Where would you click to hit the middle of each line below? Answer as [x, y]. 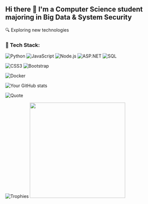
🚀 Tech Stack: [23, 45]
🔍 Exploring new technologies [37, 30]
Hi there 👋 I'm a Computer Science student [74, 9]
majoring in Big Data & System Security [69, 18]
